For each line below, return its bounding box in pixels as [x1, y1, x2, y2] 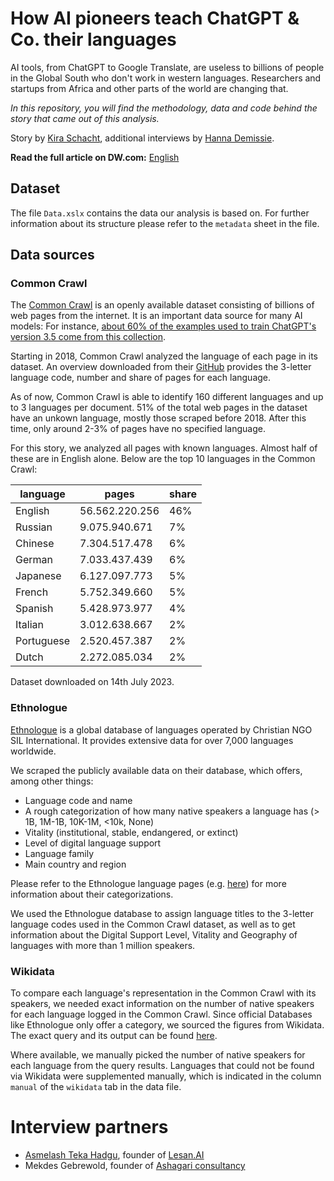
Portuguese [15, 634, 71, 648]
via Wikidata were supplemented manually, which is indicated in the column [10, 1070, 322, 1082]
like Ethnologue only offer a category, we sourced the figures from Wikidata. [10, 1019, 325, 1031]
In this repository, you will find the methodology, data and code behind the [10, 102, 318, 114]
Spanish [15, 602, 54, 616]
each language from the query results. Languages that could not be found [10, 1060, 315, 1072]
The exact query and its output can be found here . [10, 1030, 218, 1042]
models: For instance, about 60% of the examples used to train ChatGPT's [10, 320, 317, 332]
